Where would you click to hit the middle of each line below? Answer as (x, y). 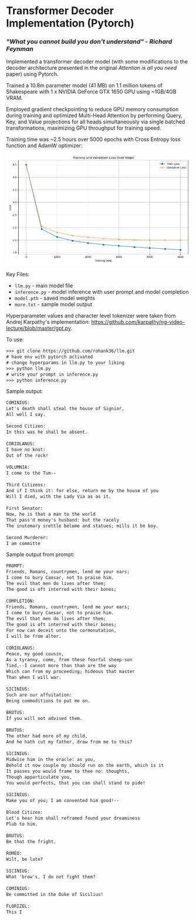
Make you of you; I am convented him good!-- (62, 800)
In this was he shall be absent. (47, 432)
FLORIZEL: (18, 906)
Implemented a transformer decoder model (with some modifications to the (97, 62)
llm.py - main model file (44, 285)
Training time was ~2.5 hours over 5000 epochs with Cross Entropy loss (93, 140)
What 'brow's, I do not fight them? (51, 877)
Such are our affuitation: (39, 695)
